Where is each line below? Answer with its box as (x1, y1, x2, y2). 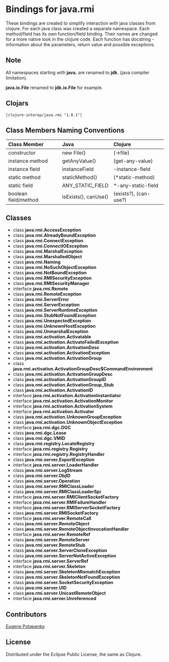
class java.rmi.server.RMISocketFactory (13, 510, 99, 516)
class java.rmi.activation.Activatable (13, 334, 92, 340)
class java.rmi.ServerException (13, 302, 80, 308)
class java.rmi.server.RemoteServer (13, 537, 90, 543)
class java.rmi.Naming (13, 259, 61, 265)
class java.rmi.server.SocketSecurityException (13, 580, 113, 586)
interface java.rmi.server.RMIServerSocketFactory (13, 505, 121, 511)
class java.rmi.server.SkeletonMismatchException (13, 569, 120, 575)
